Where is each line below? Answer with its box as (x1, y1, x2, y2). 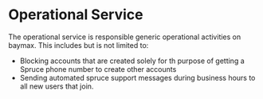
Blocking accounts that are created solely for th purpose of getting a (19, 56, 245, 65)
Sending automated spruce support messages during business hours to (19, 73, 256, 82)
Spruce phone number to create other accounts (19, 64, 177, 73)
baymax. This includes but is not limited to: (8, 40, 149, 49)
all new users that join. (19, 81, 94, 91)
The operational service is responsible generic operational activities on (8, 32, 241, 42)
